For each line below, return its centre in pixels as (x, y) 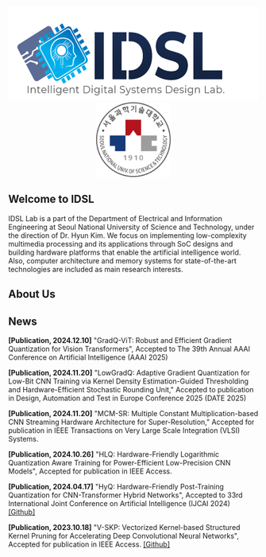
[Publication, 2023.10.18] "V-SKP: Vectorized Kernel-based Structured (124, 528)
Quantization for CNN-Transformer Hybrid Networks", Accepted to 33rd (126, 495)
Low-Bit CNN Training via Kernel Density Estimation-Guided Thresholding (128, 381)
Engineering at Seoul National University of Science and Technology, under (131, 227)
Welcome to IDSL (51, 199)
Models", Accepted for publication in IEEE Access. (90, 471)
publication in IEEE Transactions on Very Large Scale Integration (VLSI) (124, 430)
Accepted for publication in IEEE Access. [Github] (89, 544)
